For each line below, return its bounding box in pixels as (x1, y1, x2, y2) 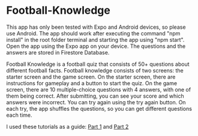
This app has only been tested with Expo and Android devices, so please (6, 23, 186, 31)
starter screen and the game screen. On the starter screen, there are (6, 73, 176, 80)
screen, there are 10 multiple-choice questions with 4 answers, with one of (6, 86, 191, 93)
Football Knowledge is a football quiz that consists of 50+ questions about (6, 61, 190, 68)
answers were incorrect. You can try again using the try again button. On (6, 98, 186, 105)
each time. (6, 111, 32, 119)
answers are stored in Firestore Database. (6, 49, 110, 56)
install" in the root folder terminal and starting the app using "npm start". (6, 36, 185, 43)
